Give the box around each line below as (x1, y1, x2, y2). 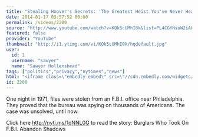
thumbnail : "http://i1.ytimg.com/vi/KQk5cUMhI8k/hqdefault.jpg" (6, 42, 167, 47)
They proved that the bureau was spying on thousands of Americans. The (6, 102, 185, 108)
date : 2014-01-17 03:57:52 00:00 (6, 14, 88, 20)
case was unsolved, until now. (6, 108, 79, 115)
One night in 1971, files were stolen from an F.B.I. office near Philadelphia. (6, 95, 184, 102)
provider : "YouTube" (6, 36, 57, 42)
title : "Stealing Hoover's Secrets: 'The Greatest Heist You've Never (6, 8, 183, 15)
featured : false (6, 30, 46, 36)
